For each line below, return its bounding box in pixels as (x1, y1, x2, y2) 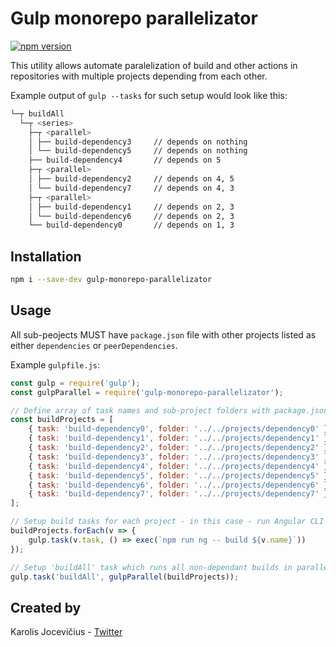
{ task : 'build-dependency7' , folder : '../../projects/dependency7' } (28, 489, 329, 499)
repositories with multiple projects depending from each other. (10, 70, 268, 82)
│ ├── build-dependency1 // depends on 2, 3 (28, 202, 235, 212)
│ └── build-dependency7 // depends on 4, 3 (28, 183, 235, 193)
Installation (10, 248, 82, 265)
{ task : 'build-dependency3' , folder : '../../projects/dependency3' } (28, 452, 329, 462)
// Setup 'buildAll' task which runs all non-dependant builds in (10, 562, 293, 572)
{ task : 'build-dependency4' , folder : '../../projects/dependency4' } (28, 461, 329, 471)
